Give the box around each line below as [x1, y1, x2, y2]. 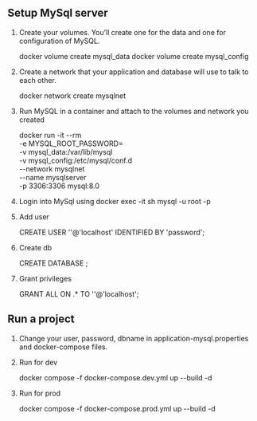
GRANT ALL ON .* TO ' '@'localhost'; [18, 289, 139, 298]
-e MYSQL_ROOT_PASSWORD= [18, 139, 124, 148]
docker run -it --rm [18, 130, 82, 140]
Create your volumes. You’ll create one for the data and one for [18, 27, 226, 37]
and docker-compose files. [18, 342, 108, 352]
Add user [18, 211, 49, 222]
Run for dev [18, 357, 57, 367]
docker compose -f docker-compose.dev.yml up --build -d [18, 372, 212, 382]
